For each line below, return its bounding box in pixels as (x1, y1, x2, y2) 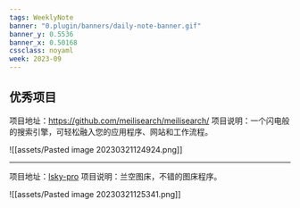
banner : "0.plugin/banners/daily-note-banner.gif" (9, 21, 202, 30)
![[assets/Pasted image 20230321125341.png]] (9, 188, 181, 199)
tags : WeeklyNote (9, 12, 74, 22)
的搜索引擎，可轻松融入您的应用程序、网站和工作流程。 (9, 126, 212, 137)
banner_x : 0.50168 (9, 37, 78, 47)
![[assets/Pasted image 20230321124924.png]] (9, 144, 183, 154)
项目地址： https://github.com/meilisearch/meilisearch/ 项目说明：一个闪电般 (9, 115, 290, 126)
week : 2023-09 (9, 54, 62, 63)
